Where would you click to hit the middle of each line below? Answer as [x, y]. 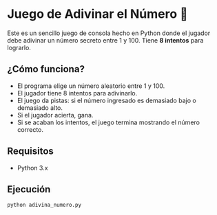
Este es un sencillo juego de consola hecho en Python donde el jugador [109, 33]
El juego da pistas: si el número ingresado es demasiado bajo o [106, 100]
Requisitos [30, 151]
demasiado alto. [40, 107]
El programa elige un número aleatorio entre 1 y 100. [91, 86]
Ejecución [29, 189]
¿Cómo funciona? [46, 69]
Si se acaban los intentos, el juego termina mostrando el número [108, 122]
